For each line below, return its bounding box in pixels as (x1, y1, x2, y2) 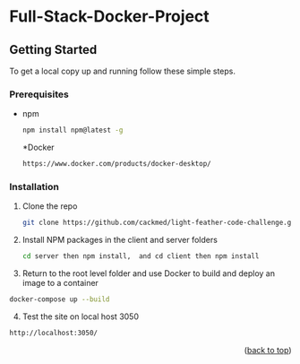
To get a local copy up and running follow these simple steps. (9, 65, 236, 76)
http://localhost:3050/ (9, 328, 99, 337)
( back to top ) (244, 344, 292, 355)
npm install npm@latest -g (21, 126, 124, 135)
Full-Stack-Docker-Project (9, 6, 210, 27)
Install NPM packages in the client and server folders (21, 235, 218, 246)
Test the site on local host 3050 (21, 311, 140, 322)
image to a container (21, 278, 99, 289)
